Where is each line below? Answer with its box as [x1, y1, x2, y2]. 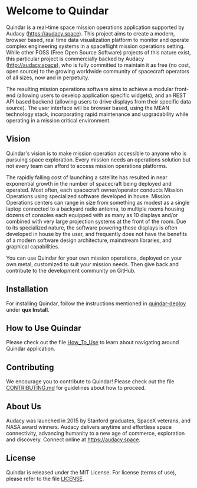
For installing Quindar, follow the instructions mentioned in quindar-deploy [6, 300, 186, 307]
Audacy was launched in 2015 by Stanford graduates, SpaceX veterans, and [6, 417, 191, 424]
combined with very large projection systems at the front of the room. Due [6, 218, 187, 225]
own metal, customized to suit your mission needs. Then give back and [6, 260, 179, 267]
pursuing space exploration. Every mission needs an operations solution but [6, 156, 191, 163]
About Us [6, 401, 41, 412]
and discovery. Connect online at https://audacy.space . [6, 436, 140, 443]
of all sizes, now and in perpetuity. [6, 74, 90, 81]
